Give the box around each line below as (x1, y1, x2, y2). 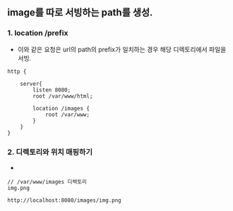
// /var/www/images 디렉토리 (7, 178, 87, 185)
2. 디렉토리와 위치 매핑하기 (7, 147, 93, 157)
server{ (20, 80, 42, 87)
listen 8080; (32, 87, 71, 94)
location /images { (32, 105, 90, 112)
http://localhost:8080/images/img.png (7, 196, 121, 204)
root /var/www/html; (32, 92, 93, 100)
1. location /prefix (7, 28, 68, 38)
